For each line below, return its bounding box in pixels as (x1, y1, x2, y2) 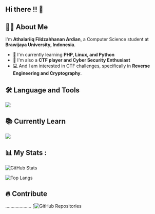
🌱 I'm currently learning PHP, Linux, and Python (12, 52, 115, 58)
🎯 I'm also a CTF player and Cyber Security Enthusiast (12, 57, 130, 63)
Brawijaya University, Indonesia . (5, 42, 76, 48)
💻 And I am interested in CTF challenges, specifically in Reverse (12, 63, 150, 69)
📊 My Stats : (5, 148, 47, 157)
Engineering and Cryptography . (12, 70, 82, 76)
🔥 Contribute (5, 189, 48, 198)
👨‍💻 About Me (5, 23, 48, 31)
